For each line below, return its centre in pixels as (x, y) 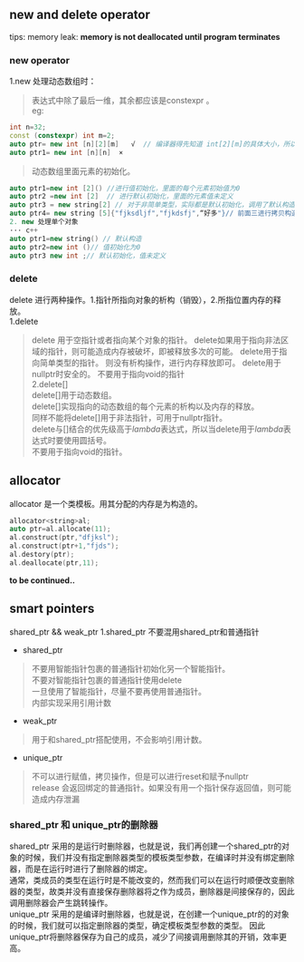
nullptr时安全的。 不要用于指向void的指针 (108, 374)
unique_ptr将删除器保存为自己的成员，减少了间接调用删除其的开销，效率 (144, 937)
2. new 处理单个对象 (44, 222)
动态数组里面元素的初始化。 (83, 170)
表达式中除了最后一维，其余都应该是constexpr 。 (123, 101)
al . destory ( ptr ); (42, 555)
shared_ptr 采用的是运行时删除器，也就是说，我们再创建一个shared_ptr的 (146, 846)
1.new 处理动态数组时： (53, 82)
